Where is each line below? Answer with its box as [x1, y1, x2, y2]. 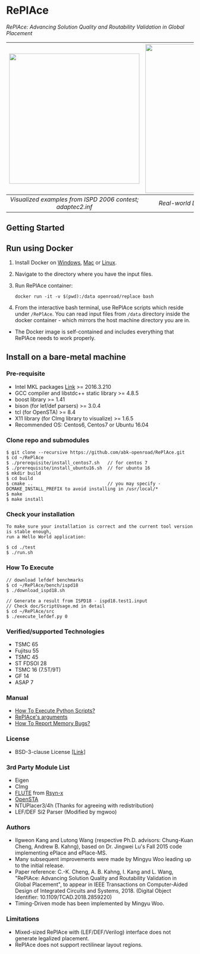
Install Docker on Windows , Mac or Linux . [14, 259, 117, 266]
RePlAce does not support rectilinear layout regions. [14, 941, 143, 948]
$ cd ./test [6, 544, 36, 551]
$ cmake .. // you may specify [6, 481, 156, 487]
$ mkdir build [6, 470, 42, 476]
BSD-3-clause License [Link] [14, 748, 86, 755]
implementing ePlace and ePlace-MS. [14, 849, 107, 856]
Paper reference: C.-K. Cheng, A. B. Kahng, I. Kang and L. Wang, [14, 868, 174, 875]
